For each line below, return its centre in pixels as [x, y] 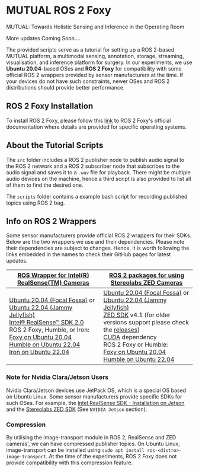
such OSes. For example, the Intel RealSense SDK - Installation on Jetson [95, 403]
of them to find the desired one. [45, 185]
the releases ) [122, 330]
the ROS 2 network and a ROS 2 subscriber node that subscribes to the [93, 166]
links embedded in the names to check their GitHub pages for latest [89, 254]
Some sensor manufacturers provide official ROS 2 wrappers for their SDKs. [99, 235]
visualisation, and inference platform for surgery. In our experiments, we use [99, 62]
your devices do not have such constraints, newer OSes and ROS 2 [88, 81]
